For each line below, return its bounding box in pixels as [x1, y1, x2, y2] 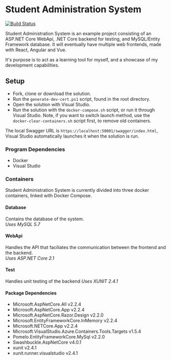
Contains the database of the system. [5, 216, 84, 222]
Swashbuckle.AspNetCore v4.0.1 [12, 339, 82, 346]
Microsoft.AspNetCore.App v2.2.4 [12, 307, 85, 313]
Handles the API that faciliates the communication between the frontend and [5, 244, 166, 250]
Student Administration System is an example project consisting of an [5, 30, 152, 36]
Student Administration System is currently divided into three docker [5, 187, 150, 193]
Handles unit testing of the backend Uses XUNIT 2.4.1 [5, 278, 118, 284]
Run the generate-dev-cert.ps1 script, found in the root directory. [12, 96, 151, 102]
